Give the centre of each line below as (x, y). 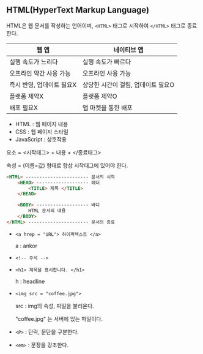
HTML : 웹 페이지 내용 (42, 124)
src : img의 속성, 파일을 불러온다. (55, 306)
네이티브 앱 (128, 50)
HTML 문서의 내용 (47, 211)
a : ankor (26, 246)
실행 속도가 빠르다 (107, 62)
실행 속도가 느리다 (34, 62)
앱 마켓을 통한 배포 (107, 108)
